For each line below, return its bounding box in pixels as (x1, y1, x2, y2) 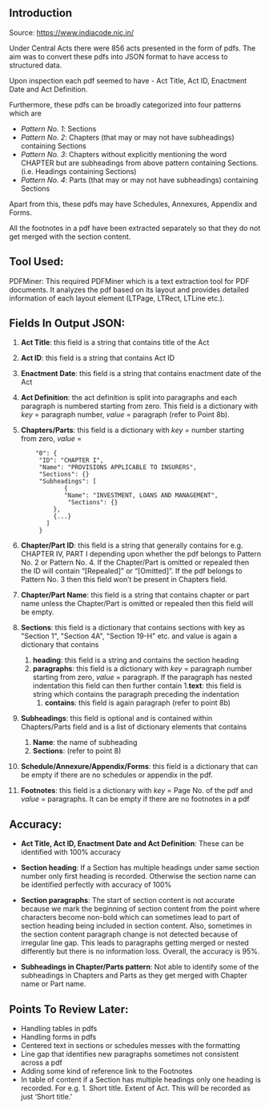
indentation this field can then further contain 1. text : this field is (32, 681, 243, 690)
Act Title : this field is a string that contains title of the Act (20, 338, 210, 347)
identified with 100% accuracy (20, 848, 121, 857)
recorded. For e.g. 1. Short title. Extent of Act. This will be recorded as (20, 1083, 251, 1093)
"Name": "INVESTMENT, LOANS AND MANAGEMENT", (63, 492, 219, 500)
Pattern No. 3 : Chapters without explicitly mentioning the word (20, 149, 227, 159)
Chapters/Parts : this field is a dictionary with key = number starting (20, 425, 245, 435)
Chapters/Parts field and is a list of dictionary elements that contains (20, 722, 247, 732)
